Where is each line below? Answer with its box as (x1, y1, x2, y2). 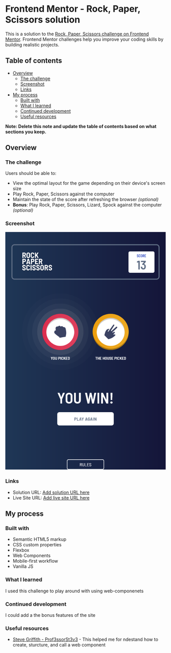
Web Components (12, 552, 51, 559)
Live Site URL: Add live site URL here (12, 494, 90, 500)
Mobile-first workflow (12, 558, 59, 564)
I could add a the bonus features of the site (5, 612, 96, 618)
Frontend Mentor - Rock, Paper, (5, 3, 141, 15)
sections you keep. (5, 129, 47, 135)
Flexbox (12, 547, 30, 554)
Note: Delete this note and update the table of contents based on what (5, 123, 157, 129)
